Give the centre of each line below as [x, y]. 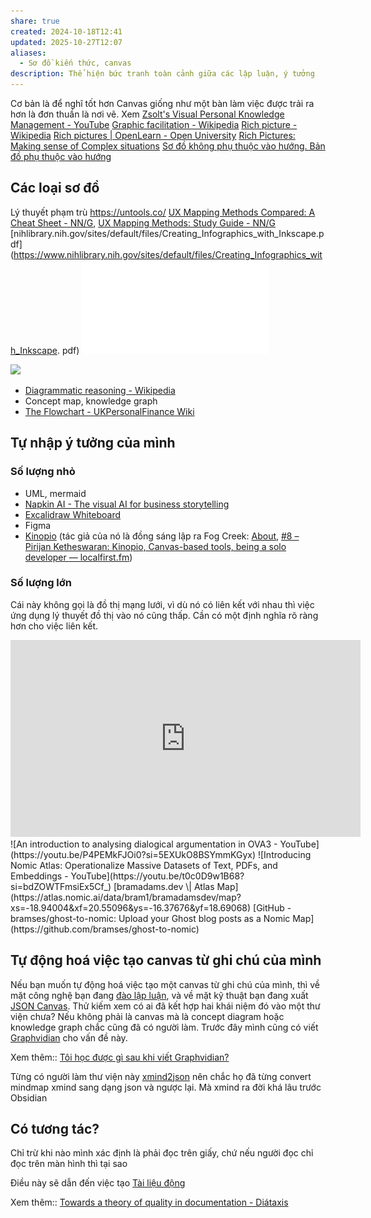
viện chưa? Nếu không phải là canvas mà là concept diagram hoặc [147, 1016]
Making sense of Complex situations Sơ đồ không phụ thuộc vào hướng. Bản [168, 146]
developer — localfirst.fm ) [78, 557]
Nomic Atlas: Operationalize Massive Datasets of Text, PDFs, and [144, 865]
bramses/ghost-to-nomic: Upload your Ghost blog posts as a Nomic [150, 918]
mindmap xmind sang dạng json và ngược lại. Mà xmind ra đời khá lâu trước [166, 1087]
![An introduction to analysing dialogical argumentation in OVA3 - [144, 844]
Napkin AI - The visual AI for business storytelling [127, 504]
